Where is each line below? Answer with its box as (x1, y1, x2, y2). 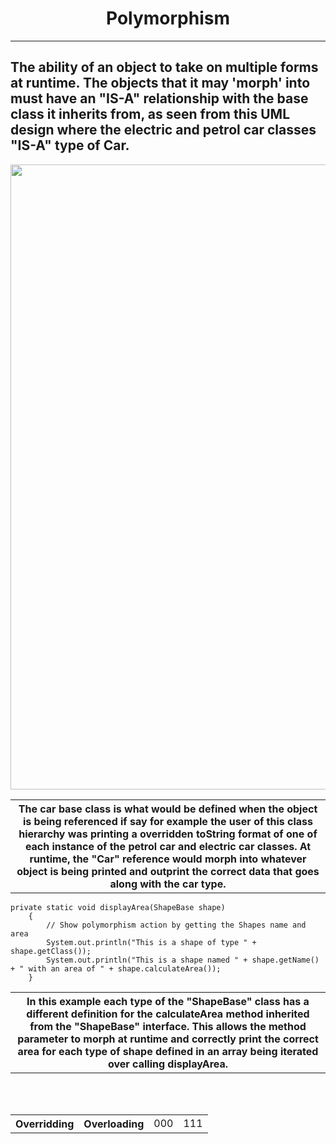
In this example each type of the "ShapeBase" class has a (26, 994, 310, 1008)
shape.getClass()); (10, 946, 92, 956)
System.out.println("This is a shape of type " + (46, 937, 257, 947)
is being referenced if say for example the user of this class (22, 814, 314, 828)
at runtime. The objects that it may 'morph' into (10, 75, 311, 92)
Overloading (83, 1117, 145, 1131)
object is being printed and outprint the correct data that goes (16, 864, 320, 878)
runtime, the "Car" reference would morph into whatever (29, 852, 307, 866)
